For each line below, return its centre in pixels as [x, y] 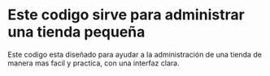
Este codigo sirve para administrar [126, 15]
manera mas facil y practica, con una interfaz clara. [94, 63]
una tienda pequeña [76, 32]
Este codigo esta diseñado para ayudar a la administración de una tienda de [135, 54]
